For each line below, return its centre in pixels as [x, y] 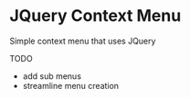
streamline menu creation [71, 85]
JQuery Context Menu [95, 16]
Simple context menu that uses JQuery [83, 41]
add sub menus [52, 76]
